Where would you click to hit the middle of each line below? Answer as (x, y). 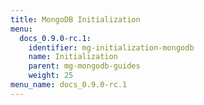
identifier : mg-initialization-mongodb (111, 47)
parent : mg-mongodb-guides (84, 66)
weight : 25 (51, 76)
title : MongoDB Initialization (75, 19)
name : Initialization (73, 57)
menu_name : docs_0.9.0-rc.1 (69, 85)
